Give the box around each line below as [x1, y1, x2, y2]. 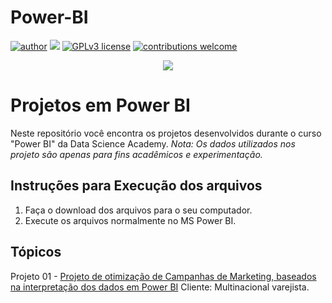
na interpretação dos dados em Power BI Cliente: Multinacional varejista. [10, 281, 310, 293]
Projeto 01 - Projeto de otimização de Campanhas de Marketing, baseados [10, 270, 317, 282]
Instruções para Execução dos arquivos [10, 177, 263, 195]
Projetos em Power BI [10, 94, 191, 117]
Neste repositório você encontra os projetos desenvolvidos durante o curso [10, 127, 322, 139]
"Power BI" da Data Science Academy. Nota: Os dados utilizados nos [10, 137, 296, 150]
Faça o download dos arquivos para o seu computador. [24, 204, 253, 216]
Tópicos [10, 244, 62, 261]
